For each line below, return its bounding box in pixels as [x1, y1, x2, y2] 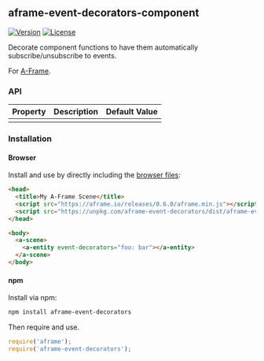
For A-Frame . [8, 66, 51, 76]
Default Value [105, 106, 159, 117]
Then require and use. [8, 322, 80, 332]
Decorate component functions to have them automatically [8, 43, 199, 52]
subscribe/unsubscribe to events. [8, 50, 117, 60]
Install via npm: [8, 293, 57, 303]
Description [53, 106, 99, 117]
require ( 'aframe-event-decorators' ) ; [8, 344, 132, 353]
